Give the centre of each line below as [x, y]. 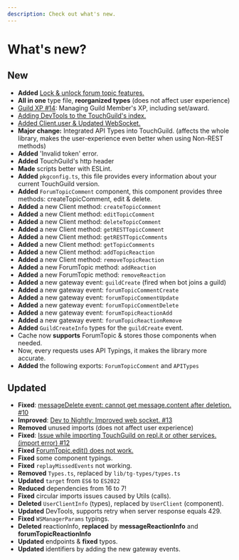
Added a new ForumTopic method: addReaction [87, 267]
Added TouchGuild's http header [66, 161]
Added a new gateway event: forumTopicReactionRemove [100, 320]
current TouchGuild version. [58, 183]
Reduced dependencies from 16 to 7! [72, 489]
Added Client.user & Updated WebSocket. [79, 123]
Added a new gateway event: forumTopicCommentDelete [98, 305]
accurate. [32, 358]
